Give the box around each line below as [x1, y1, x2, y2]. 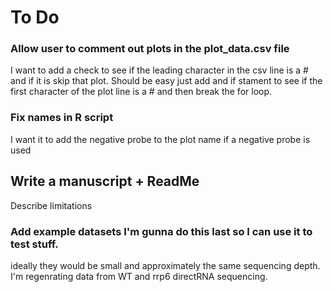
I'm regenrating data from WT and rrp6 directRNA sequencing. [10, 270, 268, 282]
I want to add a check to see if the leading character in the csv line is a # [10, 64, 309, 76]
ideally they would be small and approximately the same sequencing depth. [10, 259, 321, 271]
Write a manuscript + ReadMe [10, 173, 200, 190]
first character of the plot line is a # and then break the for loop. [10, 86, 273, 98]
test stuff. [10, 237, 59, 251]
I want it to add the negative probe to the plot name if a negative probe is [10, 133, 311, 145]
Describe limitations [10, 199, 93, 211]
